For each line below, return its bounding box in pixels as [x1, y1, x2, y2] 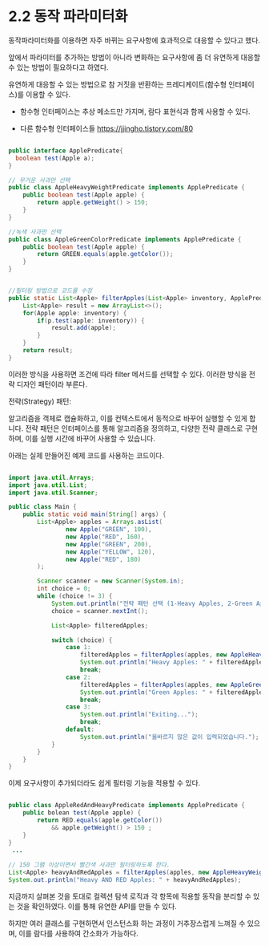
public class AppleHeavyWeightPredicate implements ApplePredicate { [8, 184, 246, 192]
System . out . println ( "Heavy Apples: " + [79, 659, 214, 667]
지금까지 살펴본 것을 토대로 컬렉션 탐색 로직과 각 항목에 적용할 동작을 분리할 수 [8, 891, 252, 901]
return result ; [22, 347, 74, 355]
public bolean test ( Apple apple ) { [22, 809, 142, 817]
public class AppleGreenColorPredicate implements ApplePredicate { [8, 235, 242, 243]
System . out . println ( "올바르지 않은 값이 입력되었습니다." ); [79, 733, 259, 741]
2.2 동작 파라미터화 [8, 7, 128, 26]
